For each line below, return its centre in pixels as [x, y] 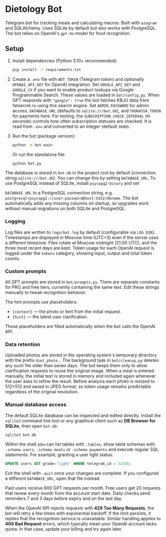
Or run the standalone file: [39, 154]
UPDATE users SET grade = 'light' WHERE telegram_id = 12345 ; [68, 464]
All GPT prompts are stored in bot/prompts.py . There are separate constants [83, 282]
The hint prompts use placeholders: [41, 302]
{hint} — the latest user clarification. [50, 316]
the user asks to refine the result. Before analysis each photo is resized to [80, 382]
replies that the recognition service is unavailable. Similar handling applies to [83, 519]
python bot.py [27, 163]
